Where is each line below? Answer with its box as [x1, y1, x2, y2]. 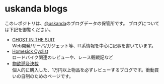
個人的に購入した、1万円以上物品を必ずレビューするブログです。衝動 [12, 66, 155, 73]
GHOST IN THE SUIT [12, 36, 55, 43]
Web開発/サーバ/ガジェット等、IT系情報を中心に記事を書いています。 [12, 42, 156, 48]
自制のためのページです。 [21, 73, 74, 79]
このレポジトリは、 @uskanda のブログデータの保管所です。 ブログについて [5, 20, 159, 26]
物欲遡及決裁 [12, 60, 39, 66]
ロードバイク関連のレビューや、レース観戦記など [12, 54, 114, 60]
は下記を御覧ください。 [5, 26, 53, 33]
